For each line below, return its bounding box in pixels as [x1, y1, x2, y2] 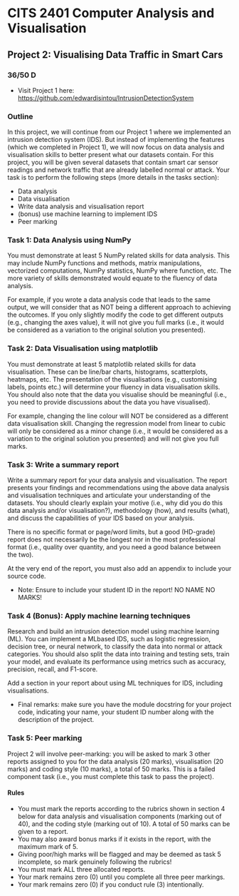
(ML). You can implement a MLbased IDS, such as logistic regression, [7, 635, 211, 643]
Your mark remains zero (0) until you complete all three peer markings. [17, 872, 225, 881]
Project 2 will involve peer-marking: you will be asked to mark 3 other [7, 749, 211, 758]
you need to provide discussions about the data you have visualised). [7, 397, 211, 406]
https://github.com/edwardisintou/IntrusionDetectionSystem [17, 93, 194, 102]
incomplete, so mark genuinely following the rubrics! [17, 857, 172, 866]
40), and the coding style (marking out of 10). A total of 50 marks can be [17, 819, 230, 828]
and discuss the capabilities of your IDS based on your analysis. [7, 514, 195, 522]
